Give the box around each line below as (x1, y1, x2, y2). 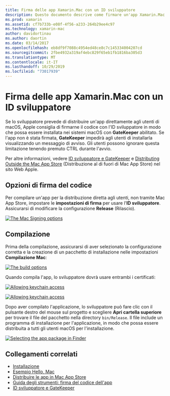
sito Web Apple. (5, 166, 39, 172)
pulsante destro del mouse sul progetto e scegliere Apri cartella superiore (5, 309, 162, 315)
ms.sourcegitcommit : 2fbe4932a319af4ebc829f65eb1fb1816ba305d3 (5, 50, 143, 55)
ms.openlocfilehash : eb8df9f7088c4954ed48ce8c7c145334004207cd (5, 45, 143, 50)
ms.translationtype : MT (5, 54, 56, 60)
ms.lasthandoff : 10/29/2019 (5, 64, 65, 69)
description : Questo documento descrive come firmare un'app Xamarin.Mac (5, 12, 165, 17)
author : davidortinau (5, 31, 51, 36)
